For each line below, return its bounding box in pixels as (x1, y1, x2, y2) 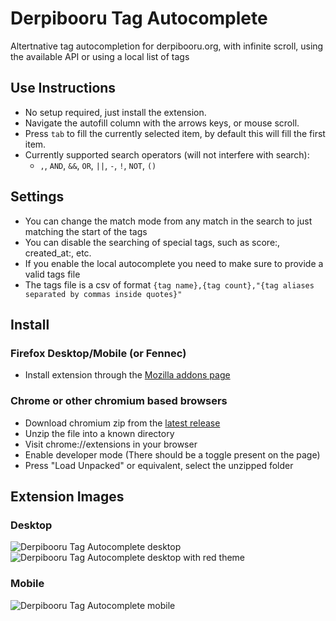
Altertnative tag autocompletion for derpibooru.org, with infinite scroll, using (10, 40, 324, 52)
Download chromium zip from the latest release (24, 417, 221, 429)
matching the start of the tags (24, 225, 148, 237)
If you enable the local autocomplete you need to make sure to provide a (24, 257, 324, 269)
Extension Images (10, 488, 125, 505)
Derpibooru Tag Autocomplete (10, 7, 268, 30)
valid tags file (24, 268, 81, 280)
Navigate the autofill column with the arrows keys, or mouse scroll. (24, 117, 300, 129)
